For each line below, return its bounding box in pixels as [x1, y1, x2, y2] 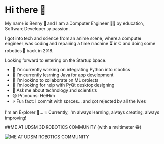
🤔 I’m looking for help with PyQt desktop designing [12, 82, 115, 88]
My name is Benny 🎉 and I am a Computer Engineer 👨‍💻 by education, [5, 21, 144, 26]
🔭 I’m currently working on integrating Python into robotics [12, 66, 131, 72]
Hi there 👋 [5, 4, 46, 16]
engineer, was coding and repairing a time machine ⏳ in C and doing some [5, 41, 156, 46]
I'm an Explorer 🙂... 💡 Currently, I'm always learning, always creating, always [5, 109, 160, 115]
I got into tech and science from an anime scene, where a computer [5, 35, 142, 41]
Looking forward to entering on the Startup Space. [5, 57, 107, 63]
